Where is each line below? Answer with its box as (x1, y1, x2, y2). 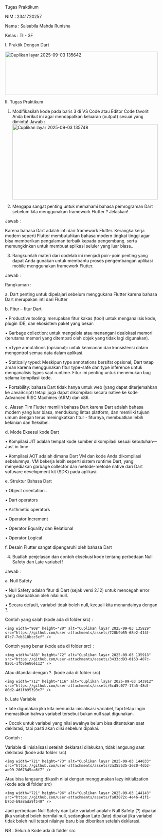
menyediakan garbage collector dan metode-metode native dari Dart (5, 463, 143, 469)
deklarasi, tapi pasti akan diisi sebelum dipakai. (5, 725, 100, 731)
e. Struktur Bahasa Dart (5, 478, 52, 484)
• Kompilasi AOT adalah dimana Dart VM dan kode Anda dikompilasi (5, 453, 142, 459)
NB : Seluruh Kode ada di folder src (5, 828, 76, 833)
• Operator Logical (5, 535, 43, 540)
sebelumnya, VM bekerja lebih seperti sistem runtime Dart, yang (5, 458, 134, 464)
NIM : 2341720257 (5, 14, 42, 19)
